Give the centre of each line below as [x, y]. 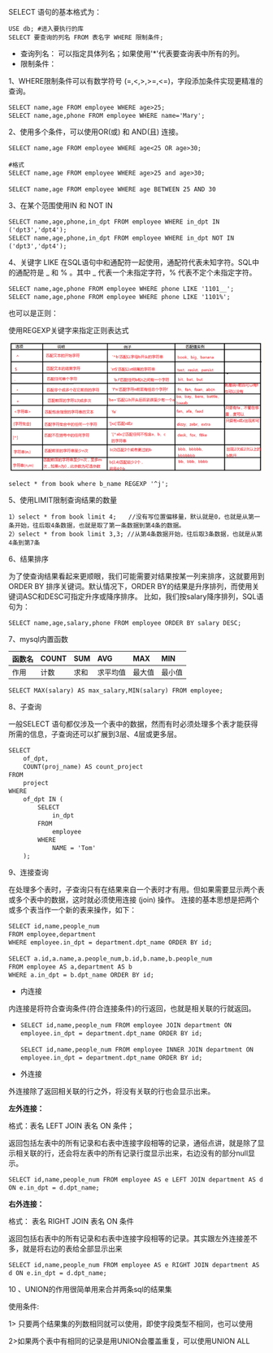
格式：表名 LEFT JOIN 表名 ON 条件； [71, 1126]
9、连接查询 [28, 873]
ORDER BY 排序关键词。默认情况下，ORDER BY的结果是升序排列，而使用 [130, 587]
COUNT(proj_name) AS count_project [83, 767]
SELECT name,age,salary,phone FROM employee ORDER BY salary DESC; [125, 623]
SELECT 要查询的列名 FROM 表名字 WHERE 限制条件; [86, 37]
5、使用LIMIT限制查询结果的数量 [63, 500]
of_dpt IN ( [43, 800]
